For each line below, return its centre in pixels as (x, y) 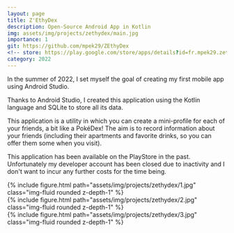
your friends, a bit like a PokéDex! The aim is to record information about (111, 128)
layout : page (26, 14)
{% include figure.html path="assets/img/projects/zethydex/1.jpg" (102, 185)
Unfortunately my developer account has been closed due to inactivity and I (116, 164)
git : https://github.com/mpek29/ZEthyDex (68, 46)
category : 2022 (29, 59)
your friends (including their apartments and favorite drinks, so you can (110, 135)
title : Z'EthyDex (32, 20)
